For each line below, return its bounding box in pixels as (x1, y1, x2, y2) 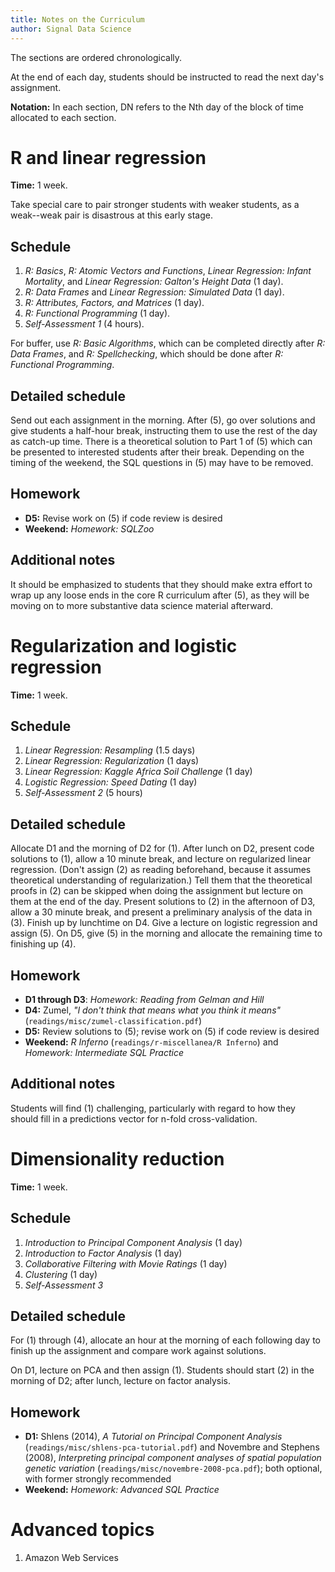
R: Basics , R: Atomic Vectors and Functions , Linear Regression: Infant (24, 265, 312, 277)
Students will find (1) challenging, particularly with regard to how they (10, 1102, 296, 1114)
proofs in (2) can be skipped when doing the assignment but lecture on (10, 885, 303, 897)
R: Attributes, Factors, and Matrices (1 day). (24, 297, 205, 309)
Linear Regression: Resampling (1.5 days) (24, 744, 196, 756)
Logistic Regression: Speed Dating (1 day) (24, 776, 198, 788)
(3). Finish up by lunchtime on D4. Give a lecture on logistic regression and (10, 917, 318, 929)
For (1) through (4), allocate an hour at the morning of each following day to (10, 1334, 321, 1346)
